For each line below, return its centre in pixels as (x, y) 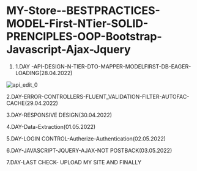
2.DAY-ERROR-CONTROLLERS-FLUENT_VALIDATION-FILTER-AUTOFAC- (98, 96)
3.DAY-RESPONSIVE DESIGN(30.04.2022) (59, 115)
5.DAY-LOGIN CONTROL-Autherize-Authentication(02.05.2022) (86, 139)
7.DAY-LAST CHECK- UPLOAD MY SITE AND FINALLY (74, 162)
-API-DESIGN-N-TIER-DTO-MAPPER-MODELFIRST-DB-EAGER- (111, 66)
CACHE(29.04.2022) (32, 103)
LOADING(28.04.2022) (44, 73)
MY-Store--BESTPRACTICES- (83, 11)
